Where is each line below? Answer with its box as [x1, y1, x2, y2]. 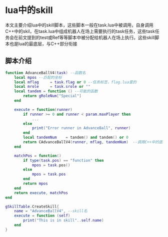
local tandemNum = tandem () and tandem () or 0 [23, 135, 128, 140]
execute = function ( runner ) [14, 107, 72, 112]
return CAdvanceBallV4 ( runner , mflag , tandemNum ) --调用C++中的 [23, 140, 159, 145]
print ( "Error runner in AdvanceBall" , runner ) [31, 126, 131, 131]
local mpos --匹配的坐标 [14, 75, 62, 80]
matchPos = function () [14, 153, 61, 158]
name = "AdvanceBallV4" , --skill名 [14, 209, 87, 214]
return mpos [23, 181, 48, 186]
